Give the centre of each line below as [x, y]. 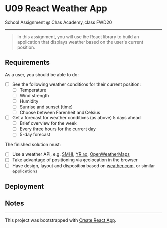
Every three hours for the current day [58, 129]
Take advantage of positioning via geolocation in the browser [75, 160]
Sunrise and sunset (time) [46, 107]
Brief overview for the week [48, 123]
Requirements [27, 63]
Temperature [33, 90]
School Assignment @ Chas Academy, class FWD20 [59, 22]
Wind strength [34, 95]
